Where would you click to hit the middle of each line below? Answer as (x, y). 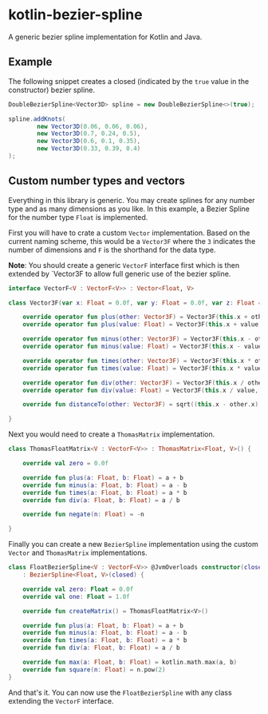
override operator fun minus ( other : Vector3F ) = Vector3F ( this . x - (137, 339)
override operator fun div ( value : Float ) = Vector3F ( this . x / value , (141, 390)
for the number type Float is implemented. (78, 217)
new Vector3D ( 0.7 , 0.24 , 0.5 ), (89, 134)
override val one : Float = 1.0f (76, 596)
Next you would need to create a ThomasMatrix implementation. (112, 434)
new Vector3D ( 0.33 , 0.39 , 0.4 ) (89, 149)
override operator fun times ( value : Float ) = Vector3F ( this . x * (132, 368)
